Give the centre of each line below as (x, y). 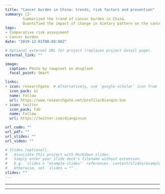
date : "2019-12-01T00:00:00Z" (36, 42)
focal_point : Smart (29, 73)
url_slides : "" (21, 136)
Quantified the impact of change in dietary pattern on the (85, 23)
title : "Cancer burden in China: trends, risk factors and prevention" (80, 10)
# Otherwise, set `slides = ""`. (41, 168)
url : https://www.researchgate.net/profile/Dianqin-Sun (68, 100)
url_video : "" (20, 141)
